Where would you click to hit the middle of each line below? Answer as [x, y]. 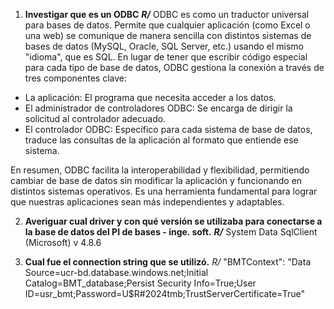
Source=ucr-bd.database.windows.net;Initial [116, 272]
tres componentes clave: [75, 78]
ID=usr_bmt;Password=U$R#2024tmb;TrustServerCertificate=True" [164, 293]
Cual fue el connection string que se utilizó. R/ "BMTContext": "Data [168, 262]
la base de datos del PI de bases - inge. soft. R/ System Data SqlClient [171, 232]
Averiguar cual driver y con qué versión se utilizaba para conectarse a [173, 221]
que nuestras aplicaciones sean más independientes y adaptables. [147, 202]
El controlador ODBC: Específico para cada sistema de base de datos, [168, 129]
